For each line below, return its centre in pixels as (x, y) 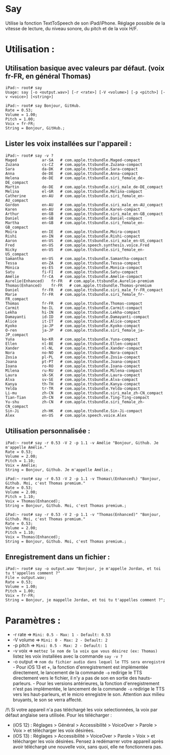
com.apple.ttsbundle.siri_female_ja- (105, 330)
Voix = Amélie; (21, 465)
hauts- (145, 678)
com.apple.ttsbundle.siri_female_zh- (105, 402)
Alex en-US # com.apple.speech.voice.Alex (66, 415)
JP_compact (17, 335)
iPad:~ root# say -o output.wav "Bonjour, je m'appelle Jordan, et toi (83, 569)
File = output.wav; (26, 578)
